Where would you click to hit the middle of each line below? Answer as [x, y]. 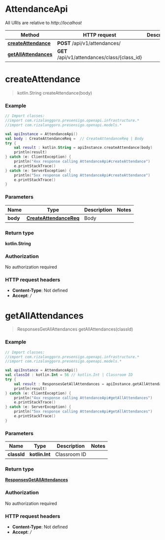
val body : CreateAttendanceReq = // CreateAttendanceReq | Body [74, 138]
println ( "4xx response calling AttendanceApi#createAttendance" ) [82, 162]
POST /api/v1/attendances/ [89, 43]
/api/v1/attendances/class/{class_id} [100, 57]
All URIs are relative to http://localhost [43, 23]
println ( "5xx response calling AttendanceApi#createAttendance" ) [82, 175]
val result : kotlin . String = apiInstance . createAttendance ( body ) [83, 148]
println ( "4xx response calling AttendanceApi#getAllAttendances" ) [83, 398]
